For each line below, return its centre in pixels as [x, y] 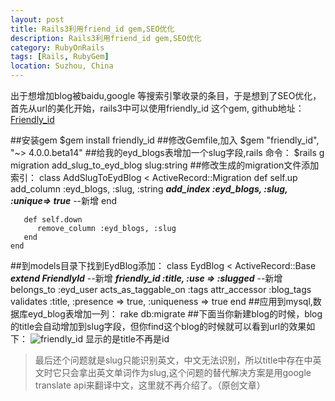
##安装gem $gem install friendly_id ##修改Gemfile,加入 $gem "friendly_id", [165, 140]
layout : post [37, 19]
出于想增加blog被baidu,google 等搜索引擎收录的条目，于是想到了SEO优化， [166, 95]
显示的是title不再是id [127, 339]
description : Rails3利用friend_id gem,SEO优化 [106, 38]
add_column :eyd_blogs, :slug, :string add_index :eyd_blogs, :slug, [149, 189]
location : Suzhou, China [62, 66]
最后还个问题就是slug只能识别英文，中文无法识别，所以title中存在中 [173, 360]
